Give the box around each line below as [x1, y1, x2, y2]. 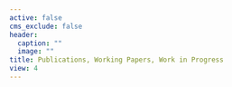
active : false [9, 13, 63, 23]
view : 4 [9, 64, 39, 73]
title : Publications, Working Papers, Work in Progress [9, 55, 224, 64]
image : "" [17, 47, 54, 56]
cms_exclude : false [9, 22, 83, 31]
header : [9, 30, 39, 39]
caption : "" [17, 38, 63, 48]
